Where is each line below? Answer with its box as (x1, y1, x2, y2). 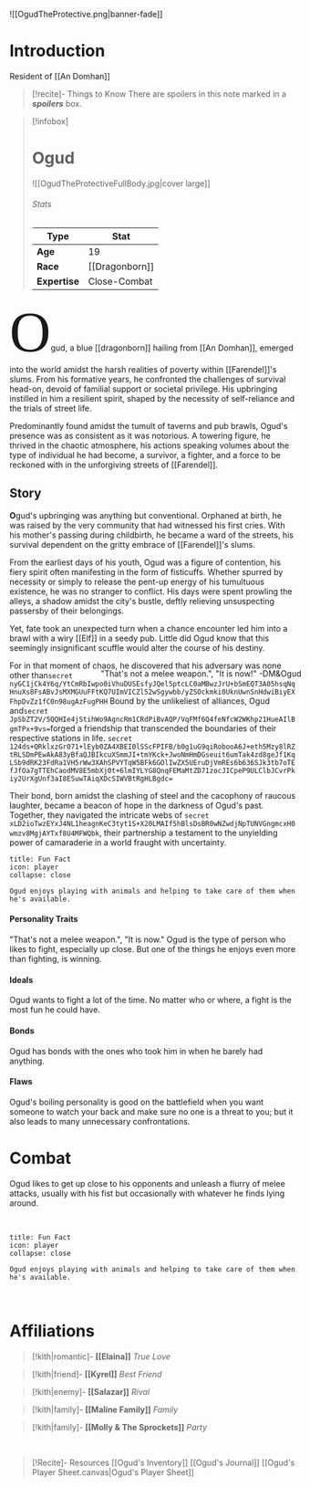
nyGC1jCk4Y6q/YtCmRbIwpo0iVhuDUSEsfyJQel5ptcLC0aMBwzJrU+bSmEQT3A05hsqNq (9, 679, 296, 688)
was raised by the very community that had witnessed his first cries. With (9, 519, 285, 530)
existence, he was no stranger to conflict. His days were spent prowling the (9, 585, 293, 597)
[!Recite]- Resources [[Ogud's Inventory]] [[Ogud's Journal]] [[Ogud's (31, 1457, 295, 1468)
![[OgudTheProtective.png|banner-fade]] (9, 9, 163, 19)
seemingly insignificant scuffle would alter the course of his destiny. (9, 642, 265, 653)
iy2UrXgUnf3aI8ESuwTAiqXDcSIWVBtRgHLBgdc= (9, 774, 173, 783)
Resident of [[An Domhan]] (9, 70, 111, 81)
